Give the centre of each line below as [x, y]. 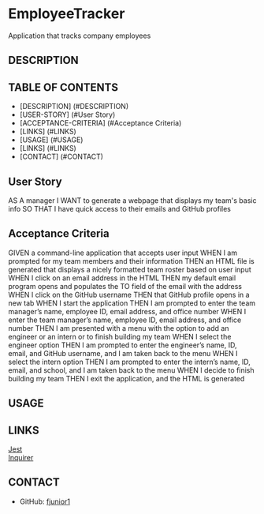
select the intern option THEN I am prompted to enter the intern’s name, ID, [129, 362]
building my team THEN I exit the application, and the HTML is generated [126, 378]
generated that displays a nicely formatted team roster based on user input [130, 269]
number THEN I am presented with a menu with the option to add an [119, 328]
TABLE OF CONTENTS [63, 87]
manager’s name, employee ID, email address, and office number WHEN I [127, 311]
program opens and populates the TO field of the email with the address [125, 286]
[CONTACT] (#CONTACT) [61, 157]
